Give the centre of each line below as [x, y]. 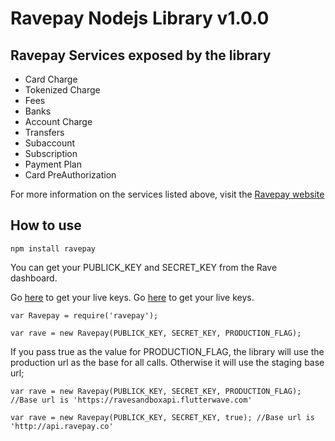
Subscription [51, 153]
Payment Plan [53, 164]
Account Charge [58, 121]
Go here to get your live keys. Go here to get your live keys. [132, 297]
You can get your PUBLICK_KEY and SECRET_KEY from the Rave [144, 267]
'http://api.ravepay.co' [62, 426]
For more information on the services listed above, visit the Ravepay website [167, 194]
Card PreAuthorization [70, 175]
